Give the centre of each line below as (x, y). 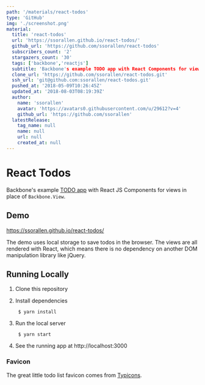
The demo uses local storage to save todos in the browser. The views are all (102, 242)
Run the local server (40, 323)
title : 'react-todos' (39, 35)
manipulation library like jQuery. (46, 255)
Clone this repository (41, 289)
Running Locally (38, 274)
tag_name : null (37, 126)
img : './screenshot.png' (38, 23)
